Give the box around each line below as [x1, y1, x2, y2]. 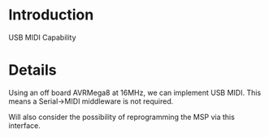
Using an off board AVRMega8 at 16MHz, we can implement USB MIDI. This [8, 88, 262, 97]
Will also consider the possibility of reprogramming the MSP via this [8, 112, 236, 122]
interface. [8, 120, 41, 131]
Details [8, 61, 57, 79]
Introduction [8, 6, 94, 24]
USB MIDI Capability [8, 32, 76, 42]
